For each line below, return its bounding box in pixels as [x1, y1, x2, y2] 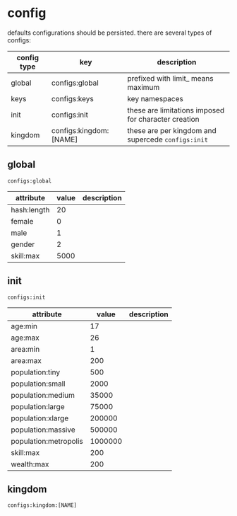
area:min [11, 344, 40, 354]
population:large [11, 401, 65, 411]
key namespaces [126, 93, 183, 103]
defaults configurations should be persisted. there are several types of [7, 28, 212, 37]
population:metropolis [11, 436, 83, 446]
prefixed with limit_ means [126, 73, 214, 83]
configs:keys [51, 93, 94, 103]
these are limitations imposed [126, 105, 225, 115]
